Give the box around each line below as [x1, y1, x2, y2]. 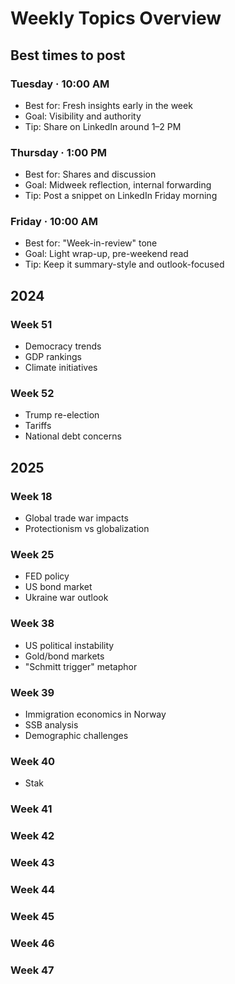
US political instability [24, 639, 115, 651]
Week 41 [10, 802, 53, 816]
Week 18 [10, 489, 53, 503]
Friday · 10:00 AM [10, 215, 98, 229]
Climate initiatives [24, 362, 98, 374]
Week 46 [10, 936, 55, 950]
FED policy [24, 570, 70, 582]
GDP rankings [24, 351, 82, 363]
